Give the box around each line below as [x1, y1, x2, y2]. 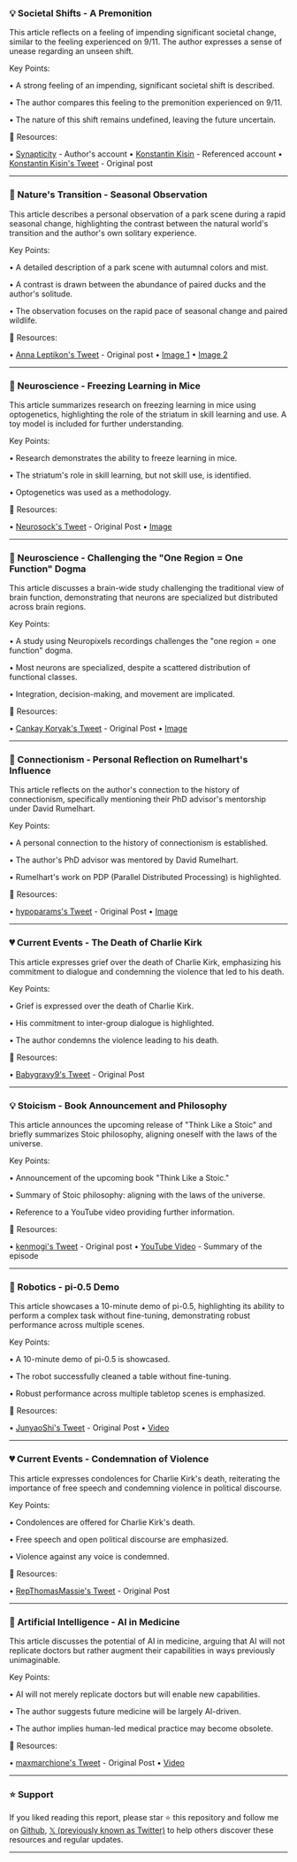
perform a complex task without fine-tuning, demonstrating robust [9, 1310, 250, 1321]
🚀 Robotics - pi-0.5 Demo [9, 1281, 120, 1293]
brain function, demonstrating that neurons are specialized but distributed [9, 592, 278, 603]
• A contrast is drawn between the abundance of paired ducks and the [9, 279, 267, 289]
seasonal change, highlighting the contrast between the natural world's [9, 218, 269, 228]
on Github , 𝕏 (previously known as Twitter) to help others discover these [9, 1825, 274, 1835]
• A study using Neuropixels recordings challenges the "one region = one [9, 636, 277, 647]
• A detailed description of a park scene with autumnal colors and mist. [9, 262, 269, 272]
